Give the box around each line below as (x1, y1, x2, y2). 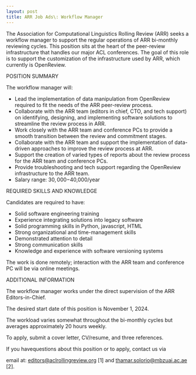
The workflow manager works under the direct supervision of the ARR (6, 287, 175, 294)
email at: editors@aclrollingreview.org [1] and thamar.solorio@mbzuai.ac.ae (6, 356, 187, 363)
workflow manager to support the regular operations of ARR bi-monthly (6, 36, 178, 43)
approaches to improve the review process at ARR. (31, 145, 154, 152)
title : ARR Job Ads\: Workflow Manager (6, 14, 104, 20)
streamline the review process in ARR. (14, 120, 106, 127)
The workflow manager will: (6, 84, 73, 91)
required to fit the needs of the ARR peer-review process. (14, 101, 153, 108)
